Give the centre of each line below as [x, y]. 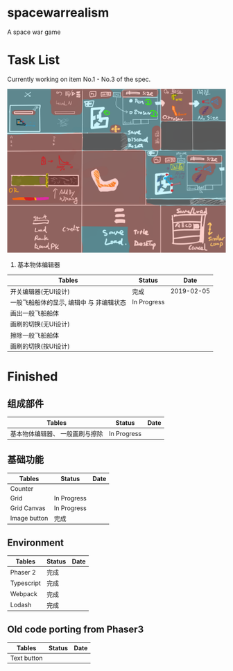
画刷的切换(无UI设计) [40, 324]
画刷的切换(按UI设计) [40, 346]
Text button [26, 658]
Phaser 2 [23, 572]
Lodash [21, 605]
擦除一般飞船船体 [34, 335]
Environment [36, 542]
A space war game [34, 32]
